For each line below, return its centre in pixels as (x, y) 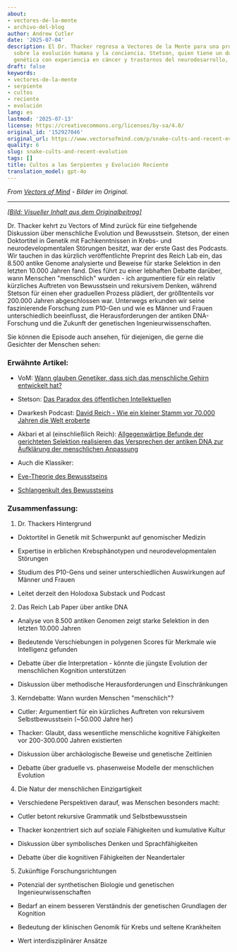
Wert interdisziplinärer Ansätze (62, 941)
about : (17, 14)
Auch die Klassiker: (45, 463)
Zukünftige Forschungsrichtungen (67, 871)
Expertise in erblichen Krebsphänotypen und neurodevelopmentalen (117, 551)
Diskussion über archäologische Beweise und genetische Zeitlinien (115, 754)
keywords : (22, 73)
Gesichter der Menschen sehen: (54, 344)
